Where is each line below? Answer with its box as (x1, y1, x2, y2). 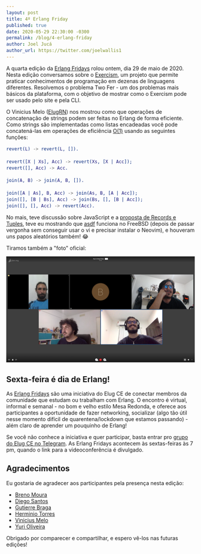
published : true (6, 22, 47, 28)
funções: (6, 134, 28, 141)
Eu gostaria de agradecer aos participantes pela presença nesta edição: (6, 479, 184, 486)
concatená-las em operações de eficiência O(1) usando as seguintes (6, 127, 175, 134)
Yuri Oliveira (14, 523, 45, 530)
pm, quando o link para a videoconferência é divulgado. (6, 446, 144, 453)
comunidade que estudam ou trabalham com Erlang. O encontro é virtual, (6, 396, 187, 404)
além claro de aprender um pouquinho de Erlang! (6, 422, 127, 429)
